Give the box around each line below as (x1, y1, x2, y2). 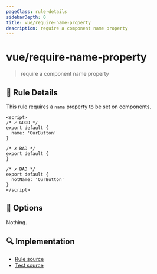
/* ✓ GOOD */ (6, 120, 38, 125)
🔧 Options (6, 203, 43, 213)
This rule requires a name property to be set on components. (6, 103, 152, 110)
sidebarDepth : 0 (6, 14, 46, 20)
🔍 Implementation (6, 237, 75, 247)
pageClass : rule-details (6, 8, 67, 15)
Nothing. (6, 218, 28, 225)
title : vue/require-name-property (6, 20, 91, 25)
